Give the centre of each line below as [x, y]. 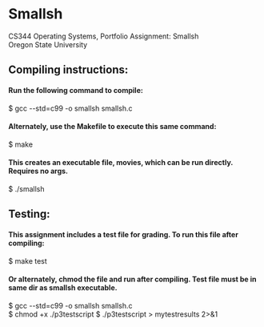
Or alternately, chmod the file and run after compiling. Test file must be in [132, 279]
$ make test [28, 260]
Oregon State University [48, 44]
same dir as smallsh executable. [63, 288]
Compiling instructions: [68, 70]
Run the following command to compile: [76, 90]
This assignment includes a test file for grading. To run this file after [123, 234]
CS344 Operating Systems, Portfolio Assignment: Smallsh [104, 36]
